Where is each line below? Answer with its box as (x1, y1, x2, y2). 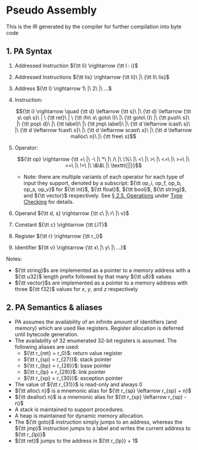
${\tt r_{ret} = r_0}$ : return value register (23, 349, 123, 356)
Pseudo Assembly (6, 4, 97, 17)
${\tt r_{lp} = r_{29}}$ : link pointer (23, 368, 106, 375)
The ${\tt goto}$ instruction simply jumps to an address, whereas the (14, 418, 183, 425)
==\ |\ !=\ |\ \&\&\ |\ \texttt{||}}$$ (64, 161, 142, 168)
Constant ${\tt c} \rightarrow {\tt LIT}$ (14, 221, 108, 228)
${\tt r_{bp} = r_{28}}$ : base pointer (23, 362, 111, 369)
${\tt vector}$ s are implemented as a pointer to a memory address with (14, 279, 188, 286)
